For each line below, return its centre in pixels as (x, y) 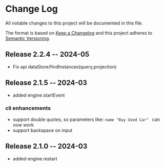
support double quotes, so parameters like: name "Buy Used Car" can (86, 119)
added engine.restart (35, 158)
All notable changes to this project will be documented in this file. (74, 23)
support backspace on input (43, 130)
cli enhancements (28, 108)
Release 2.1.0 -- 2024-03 (46, 146)
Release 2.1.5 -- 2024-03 (46, 83)
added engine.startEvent (39, 95)
